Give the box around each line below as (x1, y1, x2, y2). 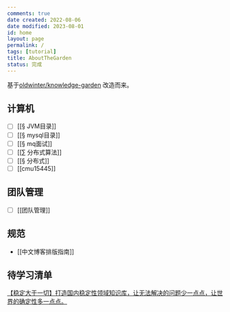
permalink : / (7, 42, 44, 49)
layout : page (7, 36, 44, 43)
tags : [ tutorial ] (7, 49, 57, 56)
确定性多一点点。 (18, 298, 67, 306)
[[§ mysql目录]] (16, 131, 60, 139)
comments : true (7, 10, 51, 17)
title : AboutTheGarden (7, 55, 72, 62)
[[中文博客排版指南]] (16, 248, 75, 256)
